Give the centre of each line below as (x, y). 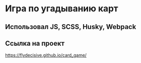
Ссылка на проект (35, 43)
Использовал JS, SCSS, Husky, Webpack (71, 27)
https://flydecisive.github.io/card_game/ (46, 55)
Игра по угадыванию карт (62, 9)
